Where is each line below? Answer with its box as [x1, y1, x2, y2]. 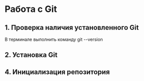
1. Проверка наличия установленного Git [4, 23, 139, 32]
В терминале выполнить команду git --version [4, 36, 103, 42]
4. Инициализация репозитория [4, 68, 110, 76]
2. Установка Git [4, 51, 58, 59]
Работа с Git [4, 3, 57, 15]
